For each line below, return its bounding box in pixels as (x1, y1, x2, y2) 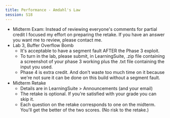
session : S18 (5, 12, 33, 17)
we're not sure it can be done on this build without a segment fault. (20, 74, 160, 81)
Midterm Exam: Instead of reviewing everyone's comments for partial (12, 26, 157, 32)
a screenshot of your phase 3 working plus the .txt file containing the (20, 58, 165, 64)
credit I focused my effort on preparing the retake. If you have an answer (12, 31, 165, 37)
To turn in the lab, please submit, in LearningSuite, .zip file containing (20, 53, 165, 59)
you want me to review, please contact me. (12, 36, 103, 43)
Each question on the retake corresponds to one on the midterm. (20, 101, 156, 107)
